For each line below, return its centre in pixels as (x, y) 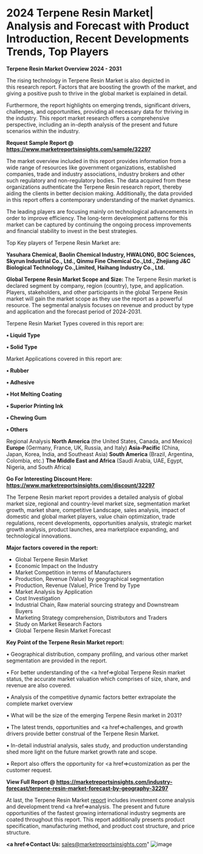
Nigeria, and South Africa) (39, 467)
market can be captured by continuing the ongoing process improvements (99, 224)
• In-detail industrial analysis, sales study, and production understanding (97, 745)
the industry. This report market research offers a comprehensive (88, 118)
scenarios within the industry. (43, 131)
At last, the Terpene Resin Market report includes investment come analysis (101, 800)
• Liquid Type (23, 335)
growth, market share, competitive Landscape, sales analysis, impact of (96, 510)
